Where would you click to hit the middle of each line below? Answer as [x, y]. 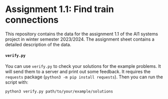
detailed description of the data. [38, 44]
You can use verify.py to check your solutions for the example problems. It [83, 66]
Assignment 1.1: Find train [60, 9]
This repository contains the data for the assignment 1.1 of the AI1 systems [82, 34]
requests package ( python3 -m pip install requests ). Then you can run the [84, 77]
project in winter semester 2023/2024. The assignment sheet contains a [80, 39]
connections [32, 20]
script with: [17, 82]
